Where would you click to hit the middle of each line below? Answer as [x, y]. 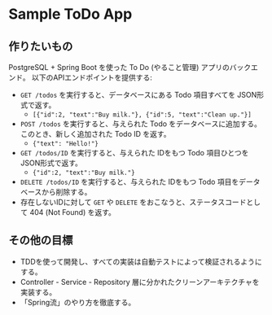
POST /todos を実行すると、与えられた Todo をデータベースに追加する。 [141, 124]
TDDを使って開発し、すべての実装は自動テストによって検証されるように [141, 261]
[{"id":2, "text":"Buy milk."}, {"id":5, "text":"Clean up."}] [142, 115]
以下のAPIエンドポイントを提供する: [92, 77]
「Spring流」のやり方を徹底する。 [78, 302]
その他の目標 [41, 241]
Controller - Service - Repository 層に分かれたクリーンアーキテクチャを [140, 282]
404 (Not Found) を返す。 [73, 212]
